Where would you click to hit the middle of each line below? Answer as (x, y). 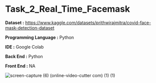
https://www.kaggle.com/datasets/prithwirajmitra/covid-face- (88, 23)
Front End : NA (20, 66)
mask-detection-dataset (30, 28)
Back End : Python (24, 56)
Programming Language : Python (40, 37)
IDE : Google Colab (25, 47)
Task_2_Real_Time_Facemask (68, 9)
